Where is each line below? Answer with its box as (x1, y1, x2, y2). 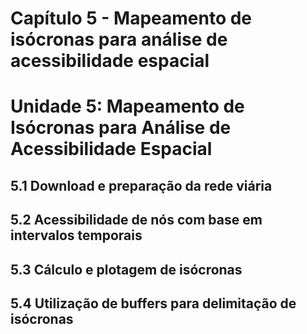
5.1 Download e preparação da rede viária (10, 177, 273, 194)
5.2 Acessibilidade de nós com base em (10, 212, 263, 229)
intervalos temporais (10, 227, 143, 244)
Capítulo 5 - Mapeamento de (10, 7, 253, 30)
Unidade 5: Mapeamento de (10, 95, 245, 118)
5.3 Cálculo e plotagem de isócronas (10, 261, 243, 278)
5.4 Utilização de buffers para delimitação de (10, 295, 297, 312)
